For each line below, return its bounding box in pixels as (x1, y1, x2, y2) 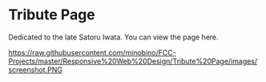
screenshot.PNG (8, 64, 62, 74)
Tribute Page (8, 6, 96, 24)
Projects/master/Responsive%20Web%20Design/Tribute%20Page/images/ (8, 56, 258, 66)
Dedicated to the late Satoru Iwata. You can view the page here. (8, 32, 219, 42)
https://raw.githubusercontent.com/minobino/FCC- (8, 47, 176, 57)
